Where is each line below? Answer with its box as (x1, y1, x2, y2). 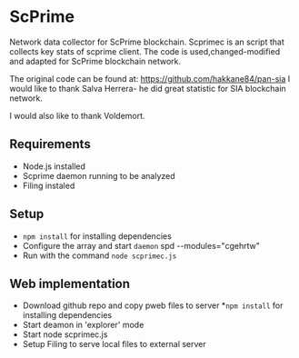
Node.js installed (22, 161, 86, 172)
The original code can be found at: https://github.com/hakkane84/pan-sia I (9, 73, 291, 84)
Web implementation (9, 275, 130, 292)
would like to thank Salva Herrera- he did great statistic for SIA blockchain (9, 83, 286, 94)
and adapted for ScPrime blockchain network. (9, 55, 182, 66)
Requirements (9, 136, 91, 152)
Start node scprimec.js (22, 329, 108, 340)
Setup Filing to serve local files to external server (22, 339, 206, 350)
